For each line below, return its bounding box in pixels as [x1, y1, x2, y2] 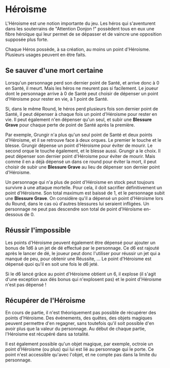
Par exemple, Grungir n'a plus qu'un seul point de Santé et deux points [5, 132, 153, 138]
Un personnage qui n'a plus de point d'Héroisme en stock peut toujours [5, 179, 154, 185]
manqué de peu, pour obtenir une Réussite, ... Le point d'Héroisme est [5, 256, 152, 262]
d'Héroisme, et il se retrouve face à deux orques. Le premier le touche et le [5, 137, 162, 143]
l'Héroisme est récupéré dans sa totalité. [5, 331, 90, 337]
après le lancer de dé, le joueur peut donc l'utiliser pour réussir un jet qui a [5, 250, 160, 256]
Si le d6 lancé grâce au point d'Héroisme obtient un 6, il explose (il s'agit [5, 271, 156, 277]
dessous [5, 211, 23, 217]
